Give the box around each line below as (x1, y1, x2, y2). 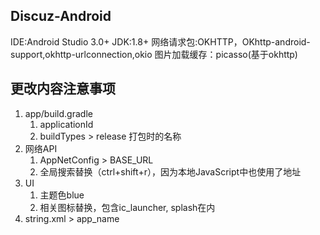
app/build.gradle (24, 107, 93, 119)
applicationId (39, 118, 94, 130)
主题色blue (39, 189, 85, 201)
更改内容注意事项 (10, 80, 116, 98)
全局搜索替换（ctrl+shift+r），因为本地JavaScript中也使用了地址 (39, 165, 302, 178)
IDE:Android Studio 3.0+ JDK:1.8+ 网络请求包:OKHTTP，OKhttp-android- (10, 35, 311, 48)
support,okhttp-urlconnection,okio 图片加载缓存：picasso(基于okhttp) (10, 48, 298, 60)
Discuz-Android (10, 8, 112, 25)
